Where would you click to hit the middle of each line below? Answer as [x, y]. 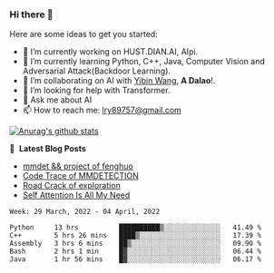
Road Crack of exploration [71, 186]
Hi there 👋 [32, 15]
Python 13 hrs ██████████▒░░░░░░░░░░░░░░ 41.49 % [135, 228]
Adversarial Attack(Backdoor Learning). [96, 71]
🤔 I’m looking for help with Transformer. [96, 91]
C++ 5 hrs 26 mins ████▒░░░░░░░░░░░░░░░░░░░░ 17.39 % [135, 236]
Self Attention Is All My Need [76, 195]
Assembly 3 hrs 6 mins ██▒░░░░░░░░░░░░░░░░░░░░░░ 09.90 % [135, 244]
